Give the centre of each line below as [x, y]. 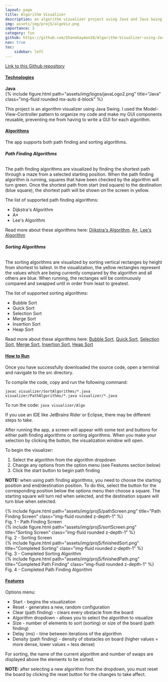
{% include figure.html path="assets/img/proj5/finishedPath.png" [72, 559]
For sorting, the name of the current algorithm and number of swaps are [79, 654]
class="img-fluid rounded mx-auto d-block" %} [54, 99]
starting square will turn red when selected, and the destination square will [82, 496]
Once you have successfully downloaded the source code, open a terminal [82, 367]
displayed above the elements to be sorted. [50, 659]
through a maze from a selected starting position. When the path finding [79, 174]
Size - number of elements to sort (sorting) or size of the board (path [83, 623]
